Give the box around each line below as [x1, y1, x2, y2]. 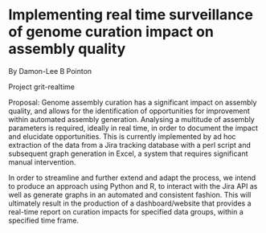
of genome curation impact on [8, 22, 215, 41]
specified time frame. [8, 215, 79, 225]
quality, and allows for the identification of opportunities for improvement [8, 106, 251, 116]
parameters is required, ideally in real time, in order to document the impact [8, 123, 259, 133]
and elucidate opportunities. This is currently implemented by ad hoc [8, 131, 236, 141]
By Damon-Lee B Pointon [8, 66, 92, 76]
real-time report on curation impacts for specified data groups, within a [8, 206, 243, 216]
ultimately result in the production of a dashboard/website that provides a [8, 198, 252, 208]
